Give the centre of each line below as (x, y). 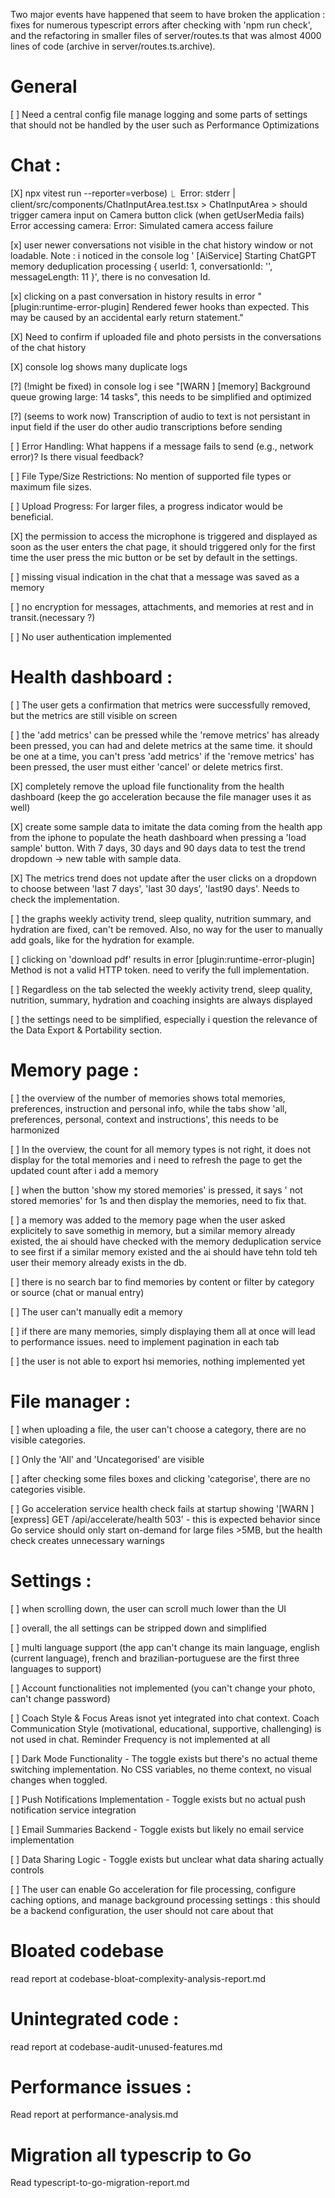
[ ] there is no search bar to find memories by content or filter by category (162, 1281)
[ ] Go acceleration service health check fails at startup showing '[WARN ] (162, 1508)
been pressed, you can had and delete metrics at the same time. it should (161, 745)
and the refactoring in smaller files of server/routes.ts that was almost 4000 (166, 35)
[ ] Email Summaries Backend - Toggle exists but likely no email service (157, 1829)
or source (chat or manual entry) (77, 1292)
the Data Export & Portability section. (86, 1030)
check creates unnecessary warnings (87, 1540)
